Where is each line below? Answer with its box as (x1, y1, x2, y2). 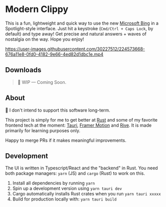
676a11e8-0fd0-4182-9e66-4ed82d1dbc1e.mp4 (5, 51, 104, 57)
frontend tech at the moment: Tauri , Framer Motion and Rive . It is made (5, 122, 152, 128)
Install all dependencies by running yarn (12, 180, 95, 186)
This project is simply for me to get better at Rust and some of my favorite (5, 117, 158, 123)
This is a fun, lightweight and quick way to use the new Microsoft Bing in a (5, 20, 159, 26)
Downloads (5, 66, 42, 74)
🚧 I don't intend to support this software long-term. (5, 107, 110, 113)
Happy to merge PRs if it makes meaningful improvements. (5, 137, 126, 143)
